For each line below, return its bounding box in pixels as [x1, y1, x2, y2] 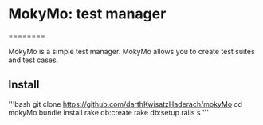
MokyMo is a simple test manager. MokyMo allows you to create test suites [8, 46, 255, 56]
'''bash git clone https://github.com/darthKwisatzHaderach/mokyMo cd [8, 99, 243, 108]
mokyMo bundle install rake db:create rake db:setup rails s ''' [8, 107, 210, 117]
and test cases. [8, 55, 59, 64]
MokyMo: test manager [8, 5, 167, 23]
